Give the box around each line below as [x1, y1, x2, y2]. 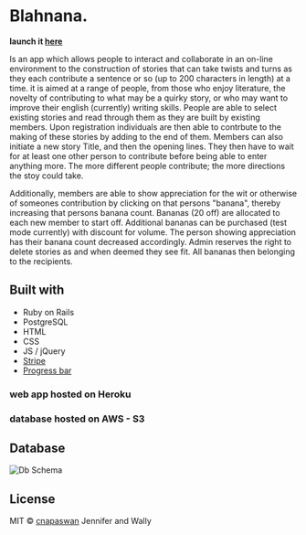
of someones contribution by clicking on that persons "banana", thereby [9, 198, 281, 209]
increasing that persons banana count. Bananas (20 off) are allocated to [9, 207, 280, 218]
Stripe [22, 355, 46, 366]
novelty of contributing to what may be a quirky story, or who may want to [9, 92, 289, 103]
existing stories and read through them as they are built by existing [9, 112, 260, 123]
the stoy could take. [9, 170, 84, 181]
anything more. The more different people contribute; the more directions [9, 160, 286, 171]
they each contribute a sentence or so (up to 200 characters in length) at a [9, 72, 290, 83]
